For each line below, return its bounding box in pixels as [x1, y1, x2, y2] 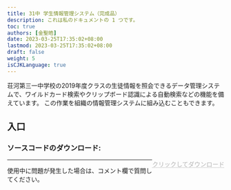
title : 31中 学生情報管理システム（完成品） [7, 10, 121, 17]
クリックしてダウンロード [152, 160, 225, 169]
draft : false [7, 49, 45, 56]
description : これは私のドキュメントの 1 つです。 [7, 17, 139, 23]
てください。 [7, 175, 43, 184]
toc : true [7, 23, 36, 30]
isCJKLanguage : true [7, 61, 67, 68]
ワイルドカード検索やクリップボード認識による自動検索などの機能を [25, 90, 219, 98]
